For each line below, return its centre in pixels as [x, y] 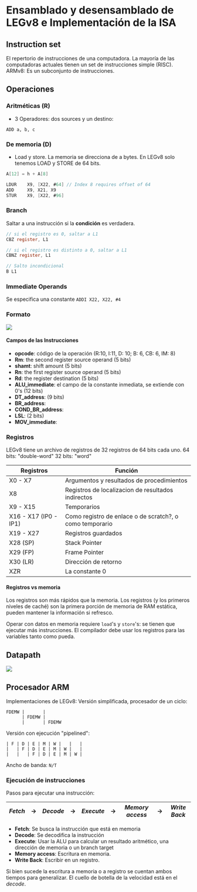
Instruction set [33, 44]
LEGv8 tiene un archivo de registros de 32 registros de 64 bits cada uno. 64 [98, 450]
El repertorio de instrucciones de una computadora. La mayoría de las [90, 58]
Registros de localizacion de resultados [119, 490]
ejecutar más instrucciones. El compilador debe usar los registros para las [96, 630]
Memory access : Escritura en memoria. [63, 854]
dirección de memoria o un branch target [64, 847]
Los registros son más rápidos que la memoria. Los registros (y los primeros [98, 600]
